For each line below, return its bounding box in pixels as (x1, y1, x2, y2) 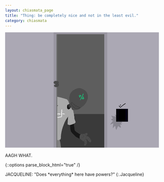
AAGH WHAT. (5, 153, 33, 159)
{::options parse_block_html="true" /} (5, 162, 81, 168)
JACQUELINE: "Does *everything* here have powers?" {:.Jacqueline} (5, 171, 144, 178)
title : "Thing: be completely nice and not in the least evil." (5, 13, 139, 18)
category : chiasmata (5, 18, 47, 23)
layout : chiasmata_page (5, 8, 54, 13)
